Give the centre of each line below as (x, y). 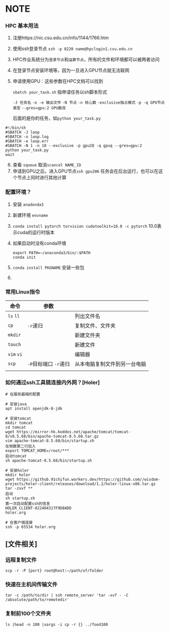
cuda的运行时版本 (36, 232)
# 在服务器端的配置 (23, 394)
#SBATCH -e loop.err (27, 141)
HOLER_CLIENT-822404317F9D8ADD (38, 508)
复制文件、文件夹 (95, 326)
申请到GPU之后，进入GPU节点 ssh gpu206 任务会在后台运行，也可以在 (86, 171)
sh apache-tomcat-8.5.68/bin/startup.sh (49, 461)
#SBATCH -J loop (22, 132)
